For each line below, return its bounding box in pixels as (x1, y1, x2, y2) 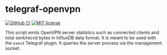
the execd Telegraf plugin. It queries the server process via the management (5, 40, 162, 46)
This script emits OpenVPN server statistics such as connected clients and (5, 29, 159, 35)
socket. (5, 45, 21, 51)
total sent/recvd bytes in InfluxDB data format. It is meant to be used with (5, 35, 156, 41)
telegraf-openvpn (5, 3, 81, 15)
